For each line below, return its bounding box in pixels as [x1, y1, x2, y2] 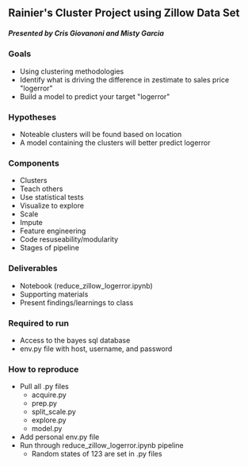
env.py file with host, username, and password [19, 344, 173, 353]
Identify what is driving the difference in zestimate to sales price [19, 74, 230, 84]
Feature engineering [19, 226, 86, 236]
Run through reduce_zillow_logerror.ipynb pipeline [19, 441, 184, 450]
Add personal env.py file [19, 432, 100, 442]
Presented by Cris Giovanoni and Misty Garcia [8, 28, 165, 38]
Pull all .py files [19, 382, 69, 392]
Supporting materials [19, 289, 89, 299]
